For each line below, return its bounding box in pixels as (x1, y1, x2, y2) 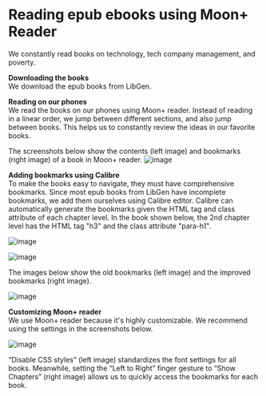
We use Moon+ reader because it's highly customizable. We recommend (8, 315, 248, 325)
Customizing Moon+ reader (8, 307, 102, 316)
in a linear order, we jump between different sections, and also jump (8, 113, 232, 123)
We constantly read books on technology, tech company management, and (8, 49, 256, 58)
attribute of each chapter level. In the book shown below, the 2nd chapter (8, 212, 250, 222)
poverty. (8, 57, 36, 67)
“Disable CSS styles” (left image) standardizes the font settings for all (8, 354, 237, 364)
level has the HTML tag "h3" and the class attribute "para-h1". (8, 221, 212, 231)
